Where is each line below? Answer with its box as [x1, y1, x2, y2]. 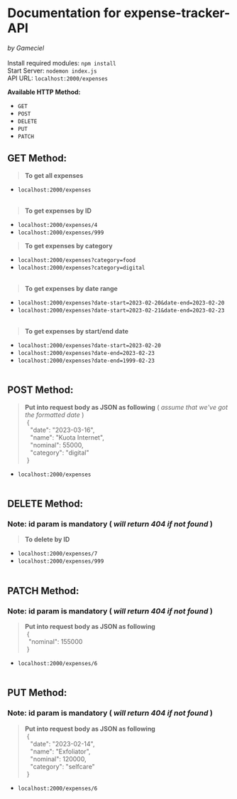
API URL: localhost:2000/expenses [7, 73, 109, 83]
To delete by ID [24, 535, 70, 544]
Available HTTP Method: [7, 88, 81, 96]
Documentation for [7, 5, 121, 21]
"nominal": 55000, [30, 440, 84, 449]
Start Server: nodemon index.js [7, 66, 97, 75]
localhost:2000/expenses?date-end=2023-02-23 [17, 349, 155, 356]
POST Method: [7, 384, 74, 396]
